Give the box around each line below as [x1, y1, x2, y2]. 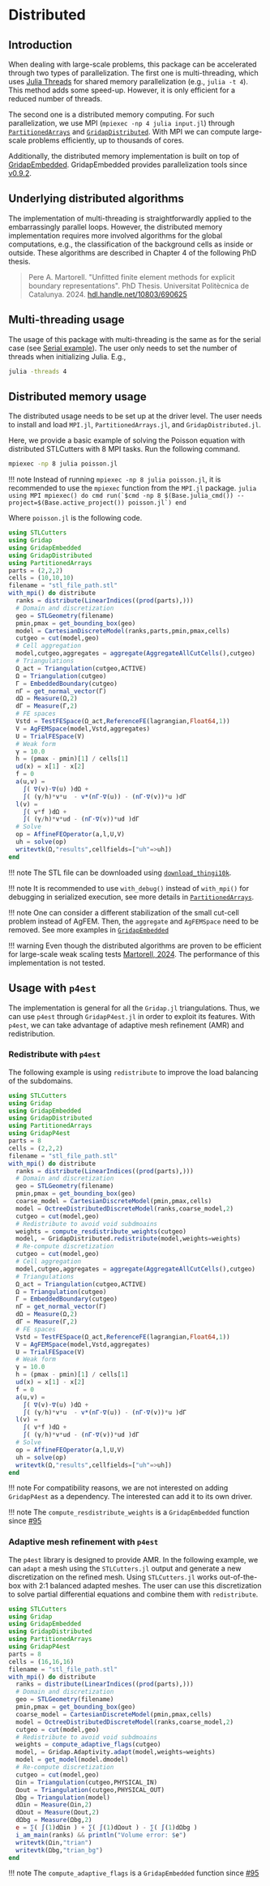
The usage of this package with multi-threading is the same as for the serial [8, 334, 261, 344]
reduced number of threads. [8, 94, 103, 103]
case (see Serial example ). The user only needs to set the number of [8, 343, 238, 353]
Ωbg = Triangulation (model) [15, 1794, 111, 1802]
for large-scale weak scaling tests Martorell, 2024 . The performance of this [8, 949, 260, 958]
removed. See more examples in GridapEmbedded [8, 924, 169, 934]
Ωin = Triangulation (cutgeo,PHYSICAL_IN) [15, 1778, 158, 1786]
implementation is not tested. [8, 958, 105, 967]
